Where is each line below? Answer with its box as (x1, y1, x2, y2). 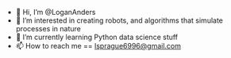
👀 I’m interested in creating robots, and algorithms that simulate (15, 16, 224, 25)
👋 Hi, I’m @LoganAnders (15, 8, 96, 16)
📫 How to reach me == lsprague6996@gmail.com (15, 42, 181, 50)
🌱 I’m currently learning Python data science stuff (15, 32, 179, 42)
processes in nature (15, 24, 82, 33)
